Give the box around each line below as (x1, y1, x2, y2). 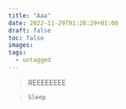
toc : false (8, 33, 44, 42)
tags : (8, 49, 26, 56)
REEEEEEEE (27, 77, 67, 88)
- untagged (15, 56, 52, 64)
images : (8, 41, 34, 49)
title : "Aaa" (8, 11, 52, 20)
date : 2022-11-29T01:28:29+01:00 (8, 19, 119, 27)
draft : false (8, 26, 52, 34)
